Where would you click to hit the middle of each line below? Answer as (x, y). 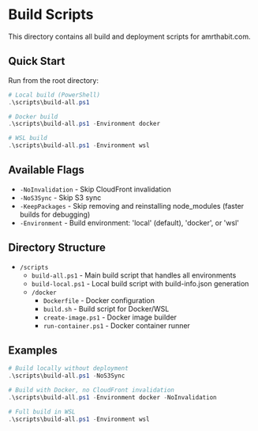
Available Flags (47, 170)
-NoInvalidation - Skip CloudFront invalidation (95, 189)
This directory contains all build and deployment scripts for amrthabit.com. (129, 36)
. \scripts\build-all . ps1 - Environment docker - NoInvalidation (112, 398)
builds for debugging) (55, 214)
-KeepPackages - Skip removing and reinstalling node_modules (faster (132, 206)
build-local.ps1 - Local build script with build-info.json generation (140, 283)
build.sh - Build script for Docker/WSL (106, 308)
